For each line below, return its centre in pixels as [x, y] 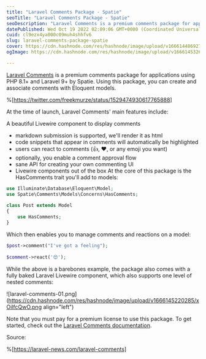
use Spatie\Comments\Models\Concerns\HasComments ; [72, 194]
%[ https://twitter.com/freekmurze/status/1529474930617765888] [90, 99]
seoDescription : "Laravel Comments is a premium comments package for [98, 23]
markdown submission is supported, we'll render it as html [89, 135]
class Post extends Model [39, 206]
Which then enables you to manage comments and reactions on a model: [99, 234]
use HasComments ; [40, 217]
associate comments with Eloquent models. [61, 88]
